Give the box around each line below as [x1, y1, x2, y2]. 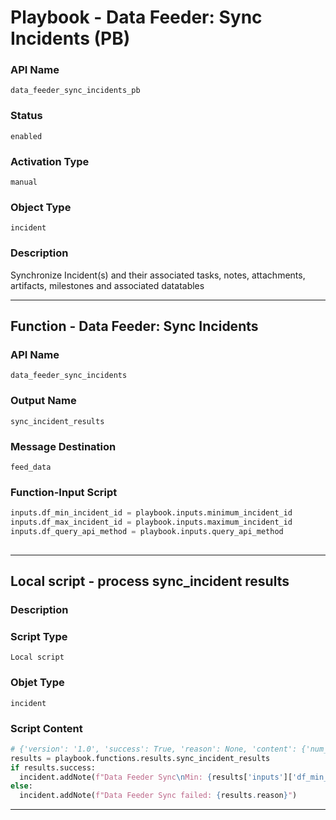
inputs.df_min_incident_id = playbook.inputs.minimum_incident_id [10, 508, 293, 518]
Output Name [10, 394, 77, 408]
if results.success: [10, 762, 97, 773]
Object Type [10, 201, 72, 214]
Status [10, 109, 43, 123]
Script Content [10, 721, 83, 735]
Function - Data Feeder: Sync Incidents [10, 318, 259, 335]
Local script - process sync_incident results [10, 573, 290, 590]
